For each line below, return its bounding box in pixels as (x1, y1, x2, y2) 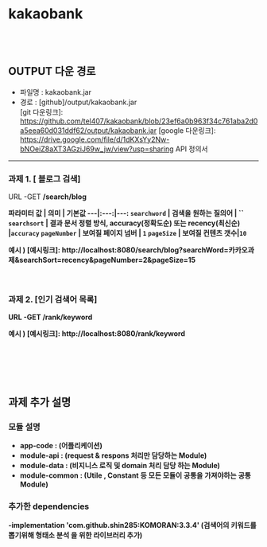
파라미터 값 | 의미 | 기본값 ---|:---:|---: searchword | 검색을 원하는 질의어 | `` (8, 209, 244, 218)
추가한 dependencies (8, 501, 90, 512)
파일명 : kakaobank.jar (19, 87, 91, 96)
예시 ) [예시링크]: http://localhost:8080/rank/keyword (8, 329, 185, 338)
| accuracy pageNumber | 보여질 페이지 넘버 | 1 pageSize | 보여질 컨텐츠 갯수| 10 (8, 229, 247, 238)
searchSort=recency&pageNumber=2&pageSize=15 (19, 256, 196, 265)
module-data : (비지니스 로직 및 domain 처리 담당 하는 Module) (19, 461, 221, 471)
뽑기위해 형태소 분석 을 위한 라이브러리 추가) (8, 530, 143, 540)
